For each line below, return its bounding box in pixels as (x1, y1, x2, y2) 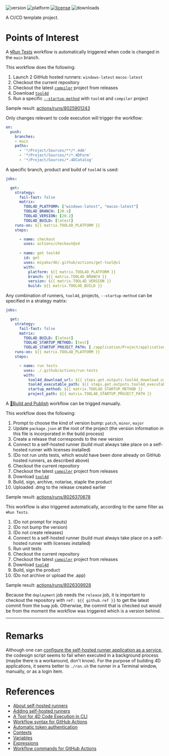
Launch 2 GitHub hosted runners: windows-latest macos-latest (13, 74, 143, 80)
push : (10, 129, 22, 134)
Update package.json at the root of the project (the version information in (13, 426, 163, 432)
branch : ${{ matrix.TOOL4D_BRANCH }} (28, 274, 107, 279)
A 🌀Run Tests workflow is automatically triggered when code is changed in (6, 48, 159, 55)
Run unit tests (13, 545, 42, 552)
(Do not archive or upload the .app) (13, 572, 86, 579)
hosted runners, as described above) (13, 457, 90, 463)
